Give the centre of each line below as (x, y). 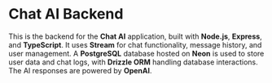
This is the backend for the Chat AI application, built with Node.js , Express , (135, 36)
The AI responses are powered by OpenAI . (80, 70)
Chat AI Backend (66, 14)
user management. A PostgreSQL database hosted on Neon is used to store (136, 53)
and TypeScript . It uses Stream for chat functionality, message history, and (135, 44)
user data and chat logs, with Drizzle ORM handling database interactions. (133, 62)
